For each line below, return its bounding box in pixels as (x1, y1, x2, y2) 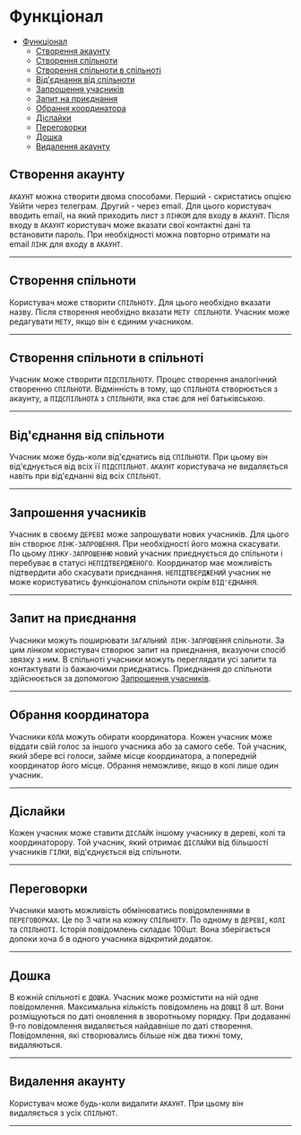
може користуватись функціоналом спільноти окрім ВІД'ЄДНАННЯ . (9, 576, 259, 587)
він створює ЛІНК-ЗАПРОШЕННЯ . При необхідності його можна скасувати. (9, 539, 280, 549)
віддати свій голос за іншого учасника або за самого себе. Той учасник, (9, 741, 288, 752)
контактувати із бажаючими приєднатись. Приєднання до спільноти (9, 663, 272, 674)
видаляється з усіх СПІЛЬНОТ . (9, 1107, 118, 1118)
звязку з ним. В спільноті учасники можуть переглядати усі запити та (9, 654, 277, 664)
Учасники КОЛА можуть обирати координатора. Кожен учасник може (9, 731, 273, 742)
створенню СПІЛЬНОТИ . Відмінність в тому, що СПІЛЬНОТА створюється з (9, 383, 279, 394)
